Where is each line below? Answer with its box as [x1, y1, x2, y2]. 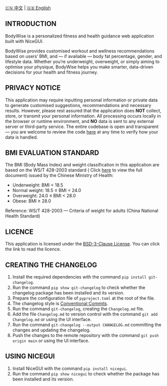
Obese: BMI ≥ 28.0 [12, 198, 51, 204]
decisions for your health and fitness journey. [5, 69, 98, 75]
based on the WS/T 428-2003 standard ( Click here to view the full [5, 167, 143, 173]
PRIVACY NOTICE [5, 83, 61, 92]
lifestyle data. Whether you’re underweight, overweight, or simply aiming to [5, 58, 160, 64]
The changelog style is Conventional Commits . [12, 300, 109, 306]
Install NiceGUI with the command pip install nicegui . [12, 365, 128, 371]
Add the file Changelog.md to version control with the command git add [12, 311, 158, 317]
